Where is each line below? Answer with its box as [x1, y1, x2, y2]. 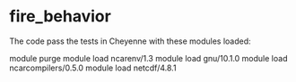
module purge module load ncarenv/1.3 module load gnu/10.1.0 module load [9, 53, 288, 63]
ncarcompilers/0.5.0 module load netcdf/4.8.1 [9, 62, 177, 73]
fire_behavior [9, 6, 112, 27]
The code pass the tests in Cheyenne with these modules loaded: [9, 36, 251, 46]
